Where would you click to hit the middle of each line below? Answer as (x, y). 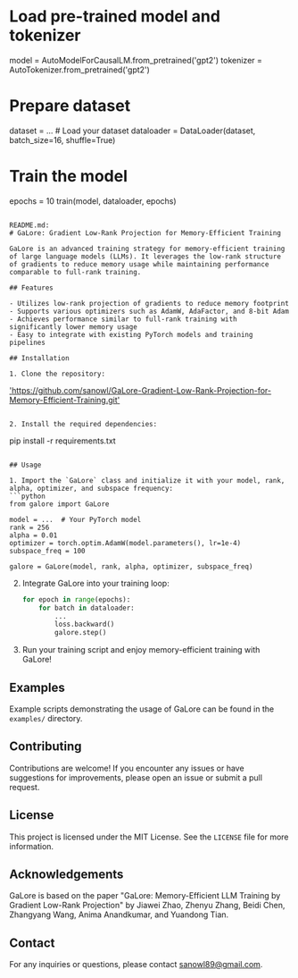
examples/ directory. (46, 718)
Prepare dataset (70, 106)
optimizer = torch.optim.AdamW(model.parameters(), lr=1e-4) (125, 543)
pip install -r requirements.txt (62, 441)
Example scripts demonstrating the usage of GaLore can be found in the (142, 709)
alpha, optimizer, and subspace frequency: (91, 488)
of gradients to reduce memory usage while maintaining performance (139, 264)
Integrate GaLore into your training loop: (95, 583)
